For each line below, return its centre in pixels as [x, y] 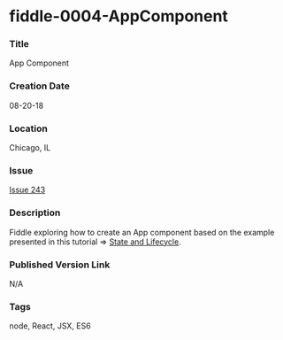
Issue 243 [27, 190]
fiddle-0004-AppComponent [119, 16]
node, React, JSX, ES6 [50, 326]
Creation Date [40, 86]
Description [35, 212]
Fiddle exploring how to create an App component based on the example [142, 232]
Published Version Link [60, 265]
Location [29, 128]
